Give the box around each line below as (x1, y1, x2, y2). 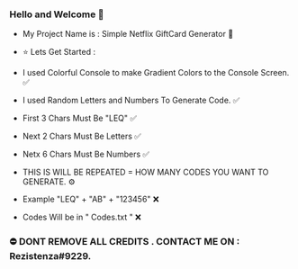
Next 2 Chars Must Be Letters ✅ (22, 130, 141, 142)
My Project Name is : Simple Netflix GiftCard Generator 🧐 (22, 29, 234, 40)
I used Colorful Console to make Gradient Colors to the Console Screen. (22, 67, 290, 78)
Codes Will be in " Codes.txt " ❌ (22, 211, 142, 223)
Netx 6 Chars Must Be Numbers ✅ (22, 148, 150, 160)
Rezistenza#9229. (9, 250, 92, 263)
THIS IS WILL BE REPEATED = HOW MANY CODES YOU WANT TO (22, 166, 269, 178)
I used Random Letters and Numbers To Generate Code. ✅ (22, 94, 240, 106)
